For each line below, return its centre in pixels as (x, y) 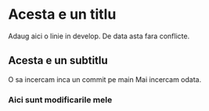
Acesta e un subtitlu (58, 61)
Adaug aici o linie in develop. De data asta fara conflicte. (99, 36)
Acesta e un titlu (62, 14)
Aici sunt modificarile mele (60, 99)
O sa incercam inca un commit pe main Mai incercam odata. (105, 79)
